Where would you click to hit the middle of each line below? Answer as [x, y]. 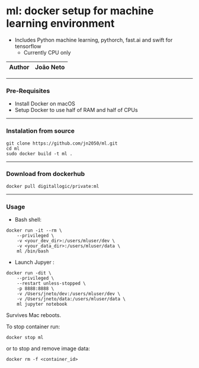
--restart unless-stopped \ [51, 284]
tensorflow [28, 46]
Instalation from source [41, 131]
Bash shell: [28, 220]
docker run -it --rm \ [34, 231]
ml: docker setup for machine [80, 11]
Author [19, 67]
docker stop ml [25, 338]
